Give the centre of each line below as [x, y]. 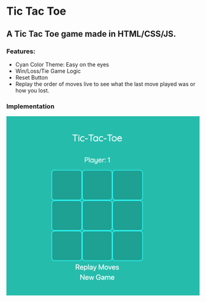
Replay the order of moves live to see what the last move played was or [105, 84]
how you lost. [32, 90]
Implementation [31, 106]
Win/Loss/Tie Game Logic [48, 71]
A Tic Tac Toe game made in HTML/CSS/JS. [91, 34]
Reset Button [31, 77]
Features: [21, 51]
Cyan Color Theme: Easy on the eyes [62, 64]
